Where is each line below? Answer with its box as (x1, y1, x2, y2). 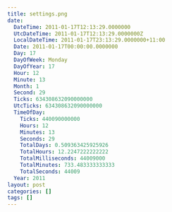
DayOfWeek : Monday (13, 57, 68, 64)
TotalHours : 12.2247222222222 (20, 148, 109, 155)
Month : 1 (13, 83, 39, 90)
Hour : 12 (13, 69, 39, 76)
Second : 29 (13, 89, 46, 96)
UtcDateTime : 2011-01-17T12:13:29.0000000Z (13, 30, 143, 37)
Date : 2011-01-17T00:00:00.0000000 (13, 43, 118, 50)
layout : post (7, 181, 46, 188)
